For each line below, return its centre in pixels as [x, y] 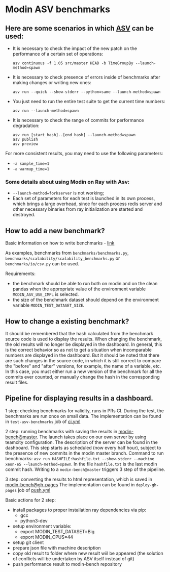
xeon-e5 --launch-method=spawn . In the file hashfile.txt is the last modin [81, 464]
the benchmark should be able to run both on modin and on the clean [85, 284]
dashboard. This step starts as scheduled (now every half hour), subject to [83, 447]
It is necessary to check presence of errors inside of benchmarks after [87, 77]
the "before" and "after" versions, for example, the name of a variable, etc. [83, 366]
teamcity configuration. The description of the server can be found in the [82, 442]
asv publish [25, 139]
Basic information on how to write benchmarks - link [60, 243]
